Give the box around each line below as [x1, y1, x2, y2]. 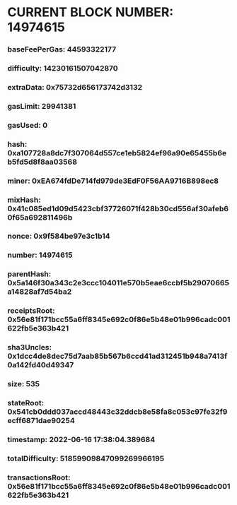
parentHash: [7, 269, 52, 279]
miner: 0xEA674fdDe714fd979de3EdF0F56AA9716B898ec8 [7, 176, 219, 186]
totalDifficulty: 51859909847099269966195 [7, 453, 165, 463]
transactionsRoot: [7, 473, 71, 482]
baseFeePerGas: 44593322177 [7, 44, 117, 54]
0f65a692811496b [7, 213, 73, 222]
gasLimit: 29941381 [7, 101, 76, 111]
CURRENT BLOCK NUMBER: [7, 4, 174, 20]
